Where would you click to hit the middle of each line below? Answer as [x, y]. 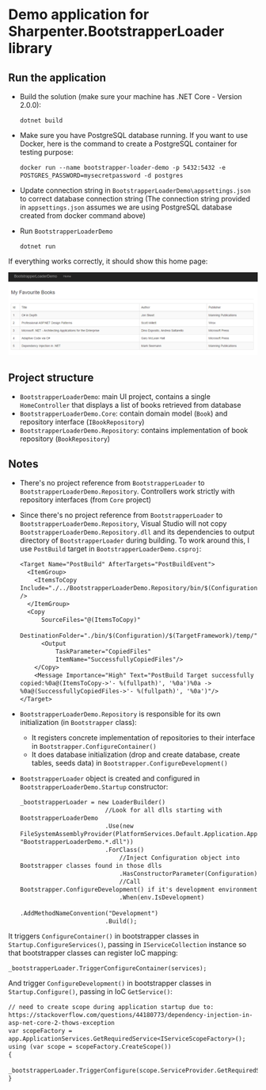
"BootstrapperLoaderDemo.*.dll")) [76, 842]
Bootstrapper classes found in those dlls [91, 865]
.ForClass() [125, 850]
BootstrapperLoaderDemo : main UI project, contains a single [115, 397]
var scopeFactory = [40, 1031]
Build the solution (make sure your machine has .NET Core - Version [131, 96]
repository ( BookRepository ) [65, 439]
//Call [130, 881]
